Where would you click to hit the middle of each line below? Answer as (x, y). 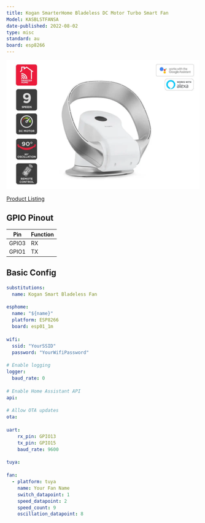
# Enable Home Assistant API (44, 391)
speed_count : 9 (37, 508)
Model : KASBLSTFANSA (33, 19)
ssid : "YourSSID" (34, 346)
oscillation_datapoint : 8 (51, 514)
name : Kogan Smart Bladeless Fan (55, 294)
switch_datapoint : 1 (44, 494)
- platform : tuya (34, 482)
